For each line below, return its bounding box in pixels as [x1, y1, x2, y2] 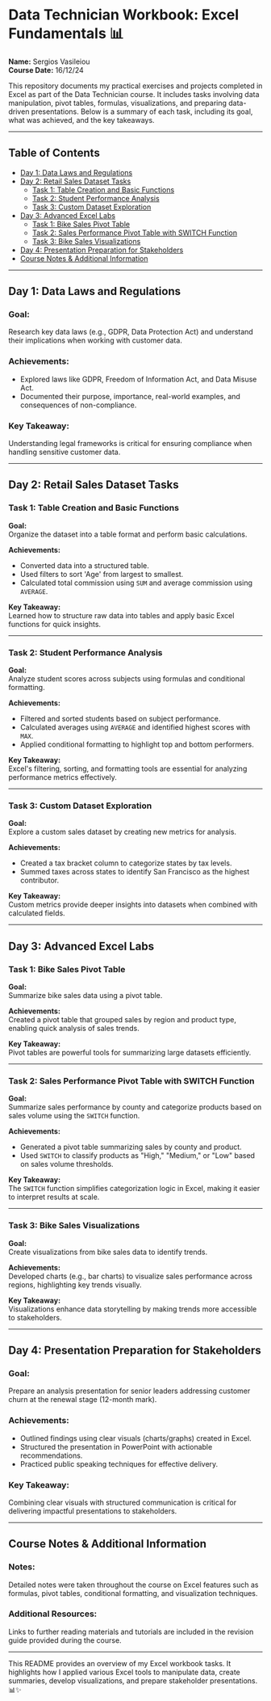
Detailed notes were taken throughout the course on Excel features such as [8, 1580, 259, 1589]
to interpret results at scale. [8, 1192, 100, 1202]
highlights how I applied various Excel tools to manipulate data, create [8, 1667, 240, 1677]
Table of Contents [8, 146, 101, 160]
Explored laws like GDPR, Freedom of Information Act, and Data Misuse [19, 374, 257, 384]
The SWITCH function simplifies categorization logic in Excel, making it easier [8, 1184, 261, 1194]
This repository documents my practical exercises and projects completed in [8, 81, 263, 91]
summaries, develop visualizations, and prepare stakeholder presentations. [8, 1675, 258, 1686]
